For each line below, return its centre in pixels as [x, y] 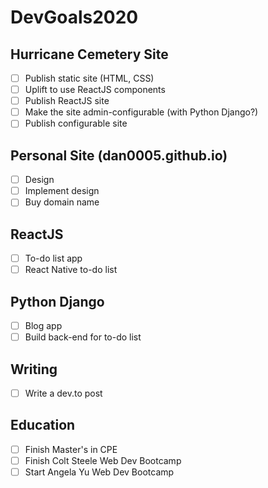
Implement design [62, 191]
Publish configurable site [76, 123]
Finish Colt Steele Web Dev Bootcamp [103, 460]
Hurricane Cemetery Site [89, 54]
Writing [34, 369]
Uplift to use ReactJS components [95, 90]
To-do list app [53, 258]
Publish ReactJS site [67, 101]
